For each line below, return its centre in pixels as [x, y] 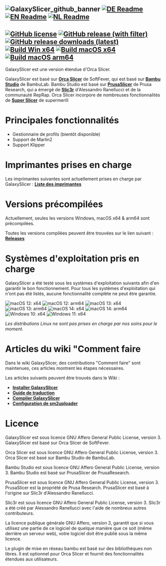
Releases [15, 239]
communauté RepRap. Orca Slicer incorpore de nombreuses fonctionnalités [83, 95]
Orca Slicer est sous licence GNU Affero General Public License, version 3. [82, 452]
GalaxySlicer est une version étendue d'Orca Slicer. [58, 69]
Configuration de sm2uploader [45, 403]
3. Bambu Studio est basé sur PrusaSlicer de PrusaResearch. [68, 473]
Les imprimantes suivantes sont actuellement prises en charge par [74, 179]
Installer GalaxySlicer [35, 387]
